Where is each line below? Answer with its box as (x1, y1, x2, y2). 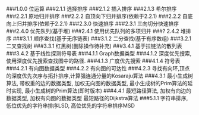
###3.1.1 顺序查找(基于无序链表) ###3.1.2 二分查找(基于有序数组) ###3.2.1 (12, 35, 192, 42)
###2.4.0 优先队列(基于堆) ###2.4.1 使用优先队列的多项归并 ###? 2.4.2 (6, 27, 179, 35)
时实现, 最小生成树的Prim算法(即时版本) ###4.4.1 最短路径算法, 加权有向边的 (6, 87, 192, 94)
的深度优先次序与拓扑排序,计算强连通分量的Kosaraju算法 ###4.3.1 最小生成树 (6, 72, 193, 79)
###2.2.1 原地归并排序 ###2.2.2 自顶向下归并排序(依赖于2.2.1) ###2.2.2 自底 (6, 13, 193, 20)
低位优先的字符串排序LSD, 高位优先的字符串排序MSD (6, 102, 135, 109)
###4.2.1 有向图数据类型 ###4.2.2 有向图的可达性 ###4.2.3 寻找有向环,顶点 (6, 65, 190, 72)
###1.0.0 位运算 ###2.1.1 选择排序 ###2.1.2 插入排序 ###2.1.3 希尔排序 (6, 5, 177, 12)
